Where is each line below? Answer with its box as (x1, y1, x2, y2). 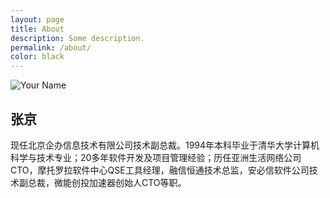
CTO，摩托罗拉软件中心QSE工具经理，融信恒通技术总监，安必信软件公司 (10, 164, 310, 176)
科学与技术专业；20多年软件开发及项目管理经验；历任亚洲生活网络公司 (10, 151, 302, 163)
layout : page (10, 14, 65, 25)
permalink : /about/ (10, 42, 92, 53)
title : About (10, 24, 65, 34)
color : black (10, 52, 65, 62)
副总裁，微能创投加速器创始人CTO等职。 (18, 176, 187, 188)
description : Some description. (10, 33, 145, 43)
